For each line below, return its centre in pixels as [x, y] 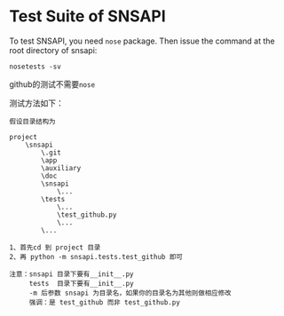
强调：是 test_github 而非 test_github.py [104, 302]
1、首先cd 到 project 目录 [55, 247]
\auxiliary [61, 168]
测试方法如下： [36, 103]
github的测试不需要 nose [52, 84]
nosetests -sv [35, 67]
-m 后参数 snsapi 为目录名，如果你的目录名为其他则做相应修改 [130, 293]
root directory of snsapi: [53, 50]
